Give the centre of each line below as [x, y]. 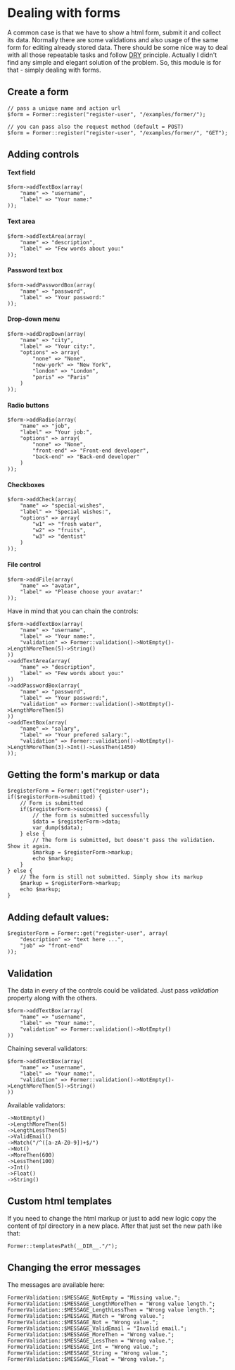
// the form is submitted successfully [91, 816]
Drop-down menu [34, 319]
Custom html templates [60, 1201]
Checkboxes [26, 484]
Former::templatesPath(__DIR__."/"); [63, 1246]
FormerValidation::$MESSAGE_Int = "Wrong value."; [83, 1347]
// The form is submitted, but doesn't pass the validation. [124, 840]
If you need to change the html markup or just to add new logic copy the [112, 1218]
